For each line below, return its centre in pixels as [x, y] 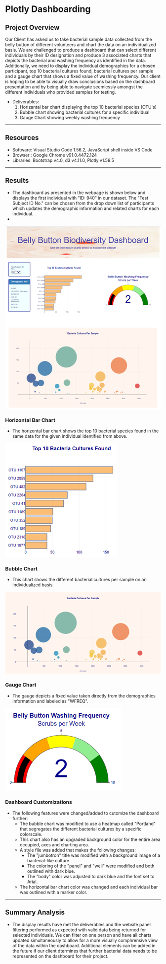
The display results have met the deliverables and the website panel [81, 924]
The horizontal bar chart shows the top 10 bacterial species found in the [85, 431]
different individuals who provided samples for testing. [61, 92]
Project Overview [32, 28]
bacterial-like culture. [49, 860]
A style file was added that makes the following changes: [78, 850]
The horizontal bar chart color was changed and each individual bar [89, 887]
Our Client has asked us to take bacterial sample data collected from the [79, 39]
